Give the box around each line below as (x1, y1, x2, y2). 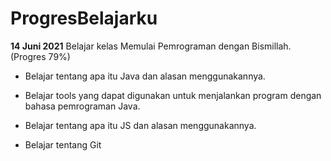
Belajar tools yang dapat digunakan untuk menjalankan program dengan (24, 89, 322, 101)
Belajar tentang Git (24, 138, 102, 151)
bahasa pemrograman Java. (24, 100, 141, 112)
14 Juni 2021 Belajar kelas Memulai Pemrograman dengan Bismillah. (10, 40, 292, 52)
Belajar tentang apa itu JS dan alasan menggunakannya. (24, 119, 257, 131)
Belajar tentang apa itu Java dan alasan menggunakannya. (24, 70, 266, 82)
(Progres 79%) (10, 50, 71, 62)
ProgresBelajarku (10, 7, 158, 30)
